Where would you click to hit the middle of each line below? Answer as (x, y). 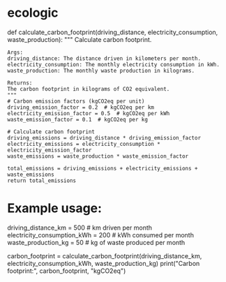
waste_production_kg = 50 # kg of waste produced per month (96, 242)
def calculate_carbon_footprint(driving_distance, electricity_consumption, (113, 32)
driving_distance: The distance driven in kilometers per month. (104, 58)
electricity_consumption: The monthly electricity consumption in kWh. (113, 64)
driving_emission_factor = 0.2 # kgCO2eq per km (81, 107)
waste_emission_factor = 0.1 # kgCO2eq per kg (78, 119)
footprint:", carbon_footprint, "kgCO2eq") (67, 271)
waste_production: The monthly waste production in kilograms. (101, 70)
